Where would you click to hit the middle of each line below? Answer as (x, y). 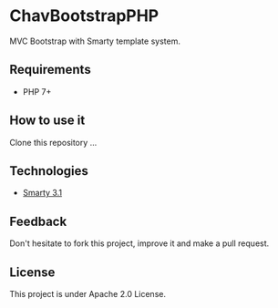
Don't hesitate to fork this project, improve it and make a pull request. (139, 243)
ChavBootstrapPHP (84, 16)
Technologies (49, 171)
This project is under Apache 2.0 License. (88, 294)
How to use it (47, 121)
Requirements (50, 70)
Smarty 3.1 (42, 193)
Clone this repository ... (53, 142)
